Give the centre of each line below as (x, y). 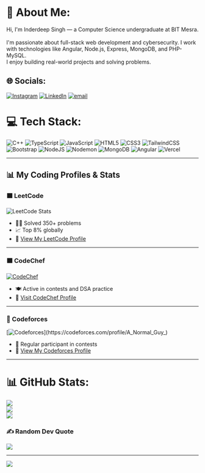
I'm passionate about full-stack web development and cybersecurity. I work (101, 42)
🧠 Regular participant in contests (56, 344)
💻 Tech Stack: (44, 121)
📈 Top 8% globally (39, 230)
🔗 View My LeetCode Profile (51, 239)
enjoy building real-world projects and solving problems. (80, 62)
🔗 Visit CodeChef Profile (45, 297)
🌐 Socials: (26, 81)
